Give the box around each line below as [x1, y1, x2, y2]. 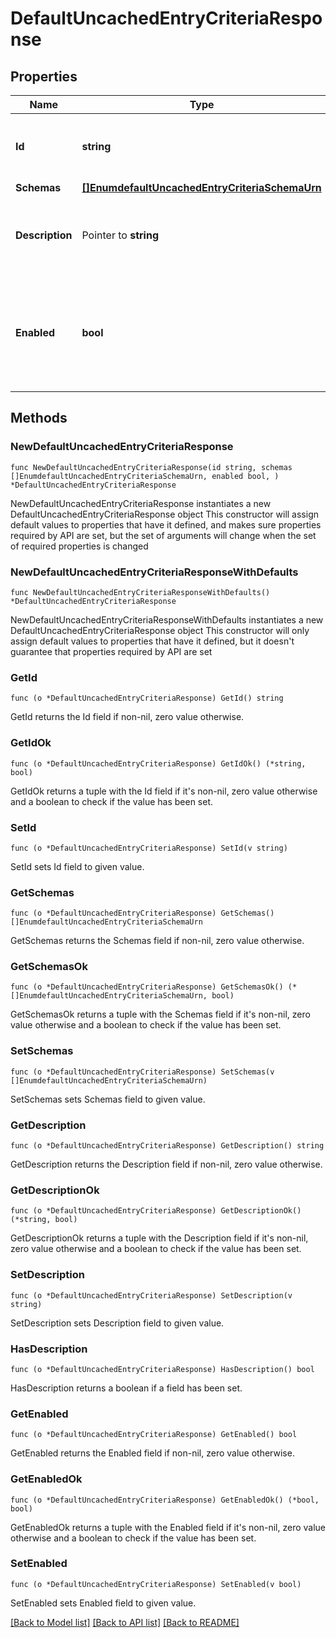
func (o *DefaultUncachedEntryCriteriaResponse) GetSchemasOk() [10, 982, 284, 992]
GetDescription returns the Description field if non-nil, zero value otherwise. [10, 1158, 323, 1171]
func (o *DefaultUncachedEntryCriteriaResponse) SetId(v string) [10, 843, 288, 853]
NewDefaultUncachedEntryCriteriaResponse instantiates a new [10, 497, 272, 509]
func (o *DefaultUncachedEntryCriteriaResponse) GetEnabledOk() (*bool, [10, 1495, 320, 1505]
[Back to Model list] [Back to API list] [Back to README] [10, 1616, 240, 1628]
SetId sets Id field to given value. [10, 860, 145, 872]
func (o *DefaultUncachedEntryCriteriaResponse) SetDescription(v [10, 1290, 293, 1301]
